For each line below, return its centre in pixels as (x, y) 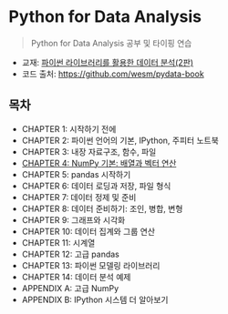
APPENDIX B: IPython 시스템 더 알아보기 (95, 299)
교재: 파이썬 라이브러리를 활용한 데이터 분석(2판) (107, 62)
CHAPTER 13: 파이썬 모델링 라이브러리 (91, 265)
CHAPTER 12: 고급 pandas (70, 254)
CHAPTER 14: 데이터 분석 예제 (76, 277)
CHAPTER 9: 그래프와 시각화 (73, 219)
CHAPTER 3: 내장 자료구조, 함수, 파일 (89, 151)
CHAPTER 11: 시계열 (58, 242)
